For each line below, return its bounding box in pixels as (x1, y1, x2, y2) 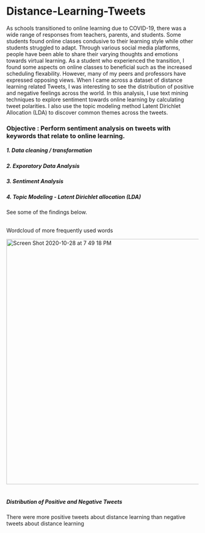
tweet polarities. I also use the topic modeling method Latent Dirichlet (6, 102, 181, 109)
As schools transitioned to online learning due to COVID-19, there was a (6, 24, 187, 32)
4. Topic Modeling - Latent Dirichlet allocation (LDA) (6, 193, 142, 200)
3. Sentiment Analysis (6, 178, 64, 185)
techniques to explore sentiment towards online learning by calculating (6, 96, 184, 103)
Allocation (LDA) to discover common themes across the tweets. (6, 109, 168, 116)
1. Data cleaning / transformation (6, 147, 93, 154)
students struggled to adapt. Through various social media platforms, (6, 44, 181, 51)
